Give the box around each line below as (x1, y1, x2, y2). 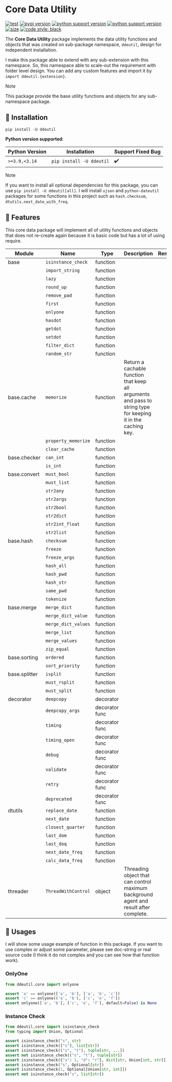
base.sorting (8, 654, 38, 661)
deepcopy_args (45, 707, 80, 713)
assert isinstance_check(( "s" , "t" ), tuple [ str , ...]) (5, 1048, 125, 1053)
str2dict (45, 513, 67, 519)
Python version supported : (5, 136, 64, 142)
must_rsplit (45, 679, 75, 685)
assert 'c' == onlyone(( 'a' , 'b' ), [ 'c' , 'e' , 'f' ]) (5, 996, 120, 1001)
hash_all (45, 563, 67, 568)
